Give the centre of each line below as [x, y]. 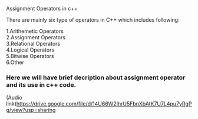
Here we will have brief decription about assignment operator [96, 77]
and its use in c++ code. [41, 84]
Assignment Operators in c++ [42, 8]
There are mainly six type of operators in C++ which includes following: [93, 20]
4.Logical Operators [30, 50]
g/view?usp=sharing [31, 110]
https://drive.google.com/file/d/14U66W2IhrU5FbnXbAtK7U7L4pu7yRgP [104, 104]
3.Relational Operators [33, 44]
